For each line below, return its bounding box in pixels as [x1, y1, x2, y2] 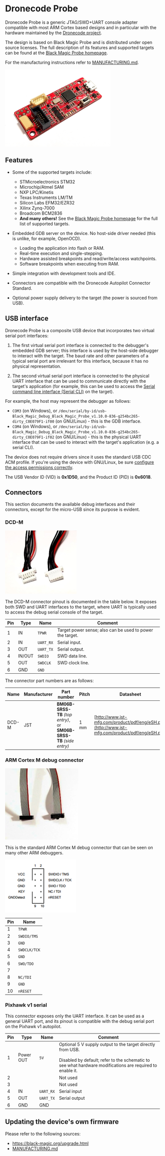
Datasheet [119, 692, 141, 697]
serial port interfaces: [5, 333, 49, 339]
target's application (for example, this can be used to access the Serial [12, 383, 156, 389]
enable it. [58, 1068, 78, 1074]
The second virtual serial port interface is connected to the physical [12, 373, 150, 379]
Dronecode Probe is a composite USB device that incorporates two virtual [5, 327, 155, 333]
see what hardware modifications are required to [58, 1062, 157, 1069]
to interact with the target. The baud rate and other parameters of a [12, 352, 149, 358]
